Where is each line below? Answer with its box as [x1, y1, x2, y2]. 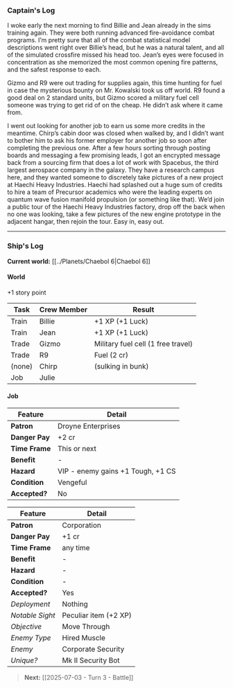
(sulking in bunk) [94, 361, 149, 371]
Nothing [62, 599, 88, 608]
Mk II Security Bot [62, 655, 120, 665]
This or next [58, 444, 97, 453]
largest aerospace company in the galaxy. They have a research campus [7, 166, 215, 175]
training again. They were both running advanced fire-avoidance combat [7, 28, 215, 37]
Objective [10, 622, 42, 631]
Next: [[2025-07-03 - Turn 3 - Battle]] [24, 673, 134, 681]
